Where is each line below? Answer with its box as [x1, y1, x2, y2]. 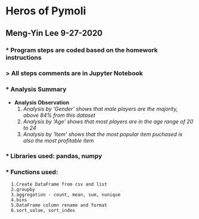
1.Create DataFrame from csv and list [11, 181, 108, 187]
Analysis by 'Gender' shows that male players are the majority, [23, 105, 178, 112]
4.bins [11, 197, 27, 203]
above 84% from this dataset [23, 112, 96, 119]
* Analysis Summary [5, 85, 67, 94]
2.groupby [11, 186, 35, 192]
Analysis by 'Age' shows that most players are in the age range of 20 [23, 118, 194, 125]
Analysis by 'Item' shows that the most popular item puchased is [23, 130, 183, 138]
